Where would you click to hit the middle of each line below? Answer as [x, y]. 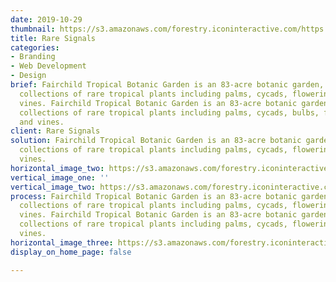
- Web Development [48, 66]
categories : [35, 47]
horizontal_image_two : [57, 168]
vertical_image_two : [53, 187]
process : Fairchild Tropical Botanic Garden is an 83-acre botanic [154, 196]
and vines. [42, 122]
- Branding [33, 57]
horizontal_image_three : [62, 242]
